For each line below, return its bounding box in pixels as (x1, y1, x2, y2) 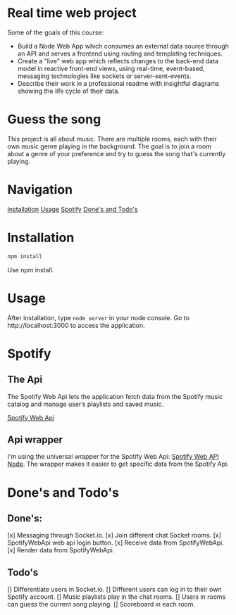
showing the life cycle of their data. (17, 87, 120, 95)
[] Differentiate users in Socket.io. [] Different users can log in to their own (7, 585, 222, 594)
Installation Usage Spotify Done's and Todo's (7, 205, 139, 213)
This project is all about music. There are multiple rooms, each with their (7, 134, 217, 143)
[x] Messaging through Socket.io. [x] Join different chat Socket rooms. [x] (7, 531, 222, 540)
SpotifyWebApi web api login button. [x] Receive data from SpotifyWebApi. (7, 538, 224, 547)
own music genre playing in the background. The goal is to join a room (7, 142, 211, 151)
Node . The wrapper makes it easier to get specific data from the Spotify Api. (7, 459, 229, 469)
